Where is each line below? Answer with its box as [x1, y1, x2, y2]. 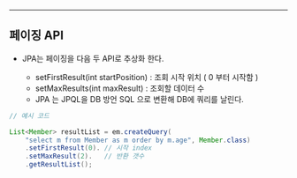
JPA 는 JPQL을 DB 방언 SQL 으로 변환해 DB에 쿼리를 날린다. [34, 93, 245, 104]
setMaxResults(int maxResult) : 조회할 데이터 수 [34, 83, 205, 93]
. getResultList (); [25, 160, 93, 169]
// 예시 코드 [9, 111, 50, 120]
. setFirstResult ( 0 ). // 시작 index [25, 144, 153, 152]
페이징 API [9, 28, 65, 43]
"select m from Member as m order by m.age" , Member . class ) [25, 136, 251, 145]
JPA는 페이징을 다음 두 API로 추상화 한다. [21, 53, 164, 63]
